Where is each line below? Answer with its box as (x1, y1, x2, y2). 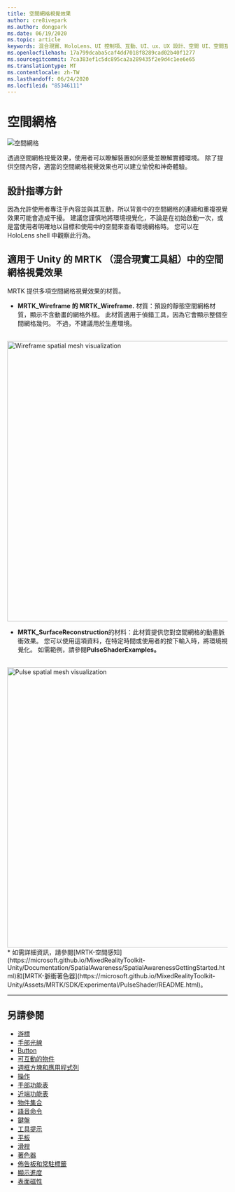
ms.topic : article (7, 36, 61, 43)
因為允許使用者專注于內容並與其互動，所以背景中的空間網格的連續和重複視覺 (7, 205, 228, 213)
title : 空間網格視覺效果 (7, 10, 71, 18)
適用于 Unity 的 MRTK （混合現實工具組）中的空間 (7, 254, 224, 266)
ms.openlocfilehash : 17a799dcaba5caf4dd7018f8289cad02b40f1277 (7, 50, 196, 57)
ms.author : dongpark (7, 23, 68, 30)
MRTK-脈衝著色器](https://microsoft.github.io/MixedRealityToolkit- (24, 971, 215, 980)
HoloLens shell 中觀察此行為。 (7, 231, 94, 239)
